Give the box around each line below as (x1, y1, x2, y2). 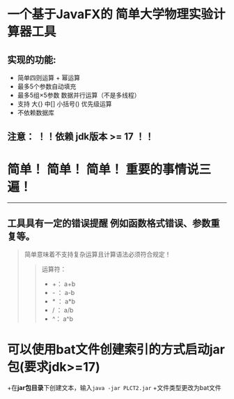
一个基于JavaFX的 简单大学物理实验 (7, 6, 214, 22)
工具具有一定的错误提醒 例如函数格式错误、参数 (7, 217, 211, 229)
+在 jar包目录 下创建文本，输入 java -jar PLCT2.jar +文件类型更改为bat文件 (7, 384, 221, 392)
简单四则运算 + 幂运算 (17, 74, 80, 82)
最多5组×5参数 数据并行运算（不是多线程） (17, 91, 141, 99)
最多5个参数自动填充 (17, 82, 77, 91)
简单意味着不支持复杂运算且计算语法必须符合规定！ (24, 250, 171, 259)
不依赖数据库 (17, 109, 54, 116)
